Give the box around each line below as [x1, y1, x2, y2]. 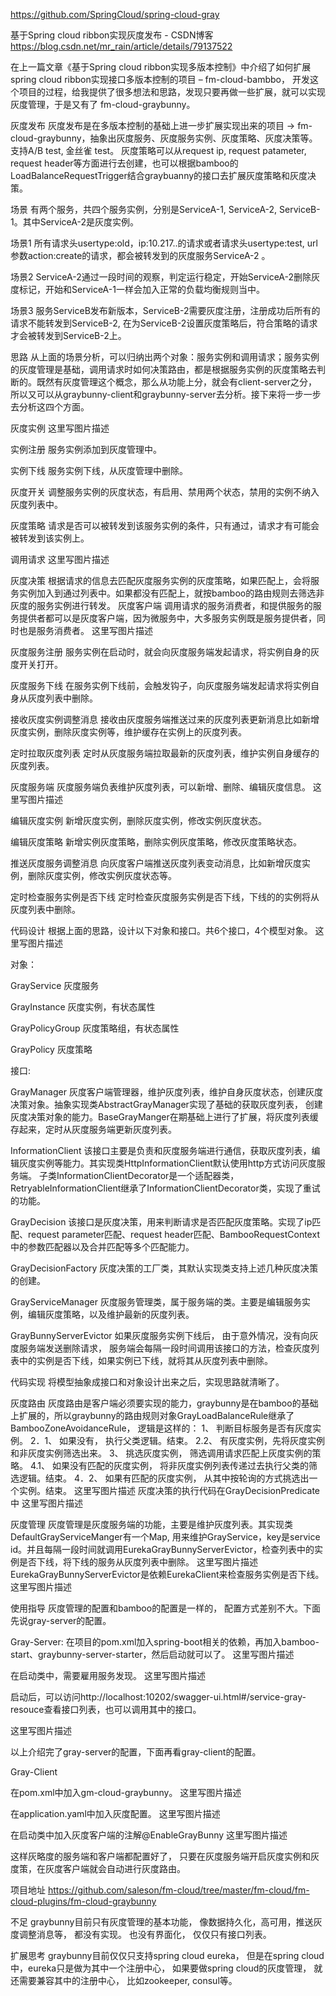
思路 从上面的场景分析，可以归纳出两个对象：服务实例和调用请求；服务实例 [10, 351, 320, 363]
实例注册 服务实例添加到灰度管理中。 [10, 444, 162, 455]
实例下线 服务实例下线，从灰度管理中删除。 [10, 465, 188, 476]
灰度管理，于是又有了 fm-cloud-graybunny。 [10, 99, 196, 110]
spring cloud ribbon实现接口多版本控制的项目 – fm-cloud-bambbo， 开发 [10, 74, 310, 85]
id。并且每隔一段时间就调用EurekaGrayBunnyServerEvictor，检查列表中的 [10, 1544, 315, 1555]
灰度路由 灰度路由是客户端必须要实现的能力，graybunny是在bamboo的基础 [10, 1397, 319, 1409]
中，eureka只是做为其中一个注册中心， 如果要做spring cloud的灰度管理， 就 [10, 1962, 323, 1974]
